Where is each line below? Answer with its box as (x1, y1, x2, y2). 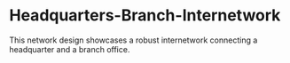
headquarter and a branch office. (9, 43, 130, 54)
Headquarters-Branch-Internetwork (9, 5, 281, 26)
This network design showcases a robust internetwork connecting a (9, 35, 258, 45)
